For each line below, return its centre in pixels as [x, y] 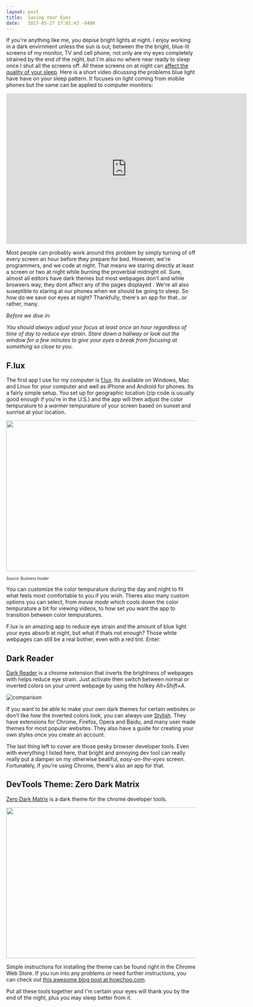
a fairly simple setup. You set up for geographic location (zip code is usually [100, 393]
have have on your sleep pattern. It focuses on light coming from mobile [95, 78]
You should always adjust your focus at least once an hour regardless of [96, 327]
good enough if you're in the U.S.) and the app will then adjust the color [95, 399]
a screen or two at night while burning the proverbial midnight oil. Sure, [94, 272]
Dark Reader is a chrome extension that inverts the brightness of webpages [100, 673]
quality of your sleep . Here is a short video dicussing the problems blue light [101, 72]
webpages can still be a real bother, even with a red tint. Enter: [84, 639]
